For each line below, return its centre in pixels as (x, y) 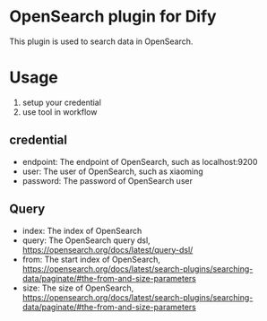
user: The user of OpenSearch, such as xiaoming (112, 171)
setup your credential (61, 102)
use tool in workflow (60, 112)
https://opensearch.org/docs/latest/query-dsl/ (108, 249)
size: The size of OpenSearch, (78, 288)
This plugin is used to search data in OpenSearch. (101, 41)
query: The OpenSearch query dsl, (86, 240)
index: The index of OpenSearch (82, 230)
